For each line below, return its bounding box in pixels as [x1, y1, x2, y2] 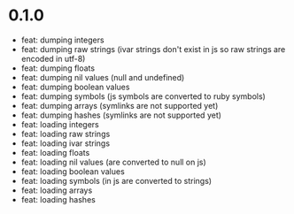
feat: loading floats [20, 147, 90, 157]
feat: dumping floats [20, 63, 95, 73]
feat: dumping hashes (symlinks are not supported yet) [20, 110, 222, 120]
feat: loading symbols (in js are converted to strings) [20, 175, 213, 186]
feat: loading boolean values [20, 165, 125, 177]
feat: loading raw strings [20, 128, 111, 139]
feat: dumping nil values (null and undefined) [20, 72, 185, 82]
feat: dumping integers [20, 34, 104, 45]
